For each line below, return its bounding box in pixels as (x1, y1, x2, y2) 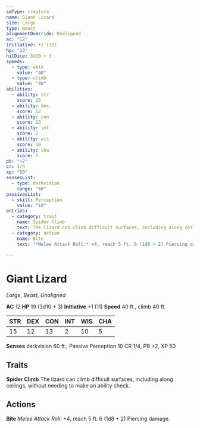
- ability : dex (11, 102, 49, 109)
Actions (6, 399, 36, 410)
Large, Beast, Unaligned (6, 292, 66, 299)
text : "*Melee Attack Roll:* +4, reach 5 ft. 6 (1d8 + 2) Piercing (17, 241, 187, 247)
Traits (6, 360, 29, 370)
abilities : (6, 86, 33, 92)
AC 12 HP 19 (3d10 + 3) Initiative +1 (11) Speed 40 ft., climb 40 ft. (6, 303, 166, 310)
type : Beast (6, 25, 36, 32)
